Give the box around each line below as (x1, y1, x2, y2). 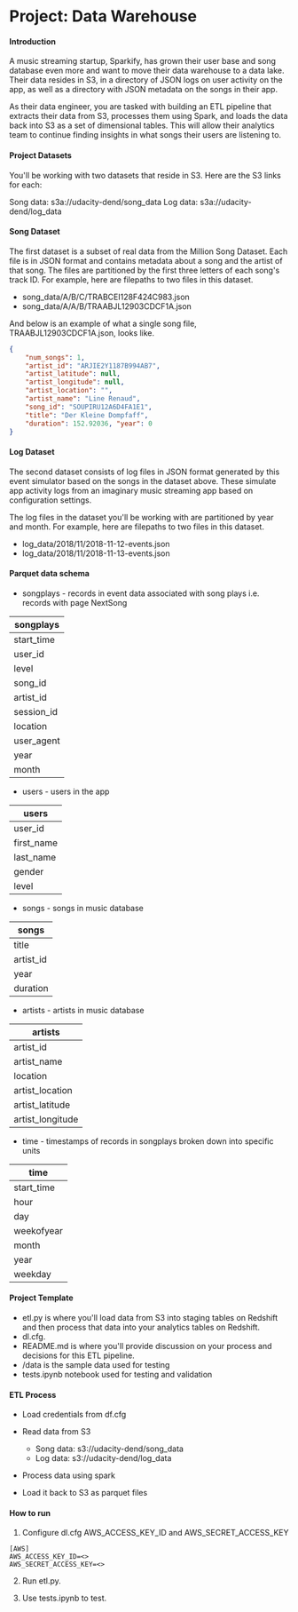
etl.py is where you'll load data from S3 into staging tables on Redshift (21, 1313, 278, 1323)
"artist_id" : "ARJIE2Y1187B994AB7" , (25, 361, 161, 370)
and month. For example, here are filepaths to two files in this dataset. (9, 521, 264, 532)
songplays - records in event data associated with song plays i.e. (21, 588, 260, 599)
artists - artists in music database (21, 1005, 145, 1015)
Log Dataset (9, 447, 55, 457)
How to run (9, 1507, 51, 1518)
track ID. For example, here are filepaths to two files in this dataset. (9, 274, 254, 285)
